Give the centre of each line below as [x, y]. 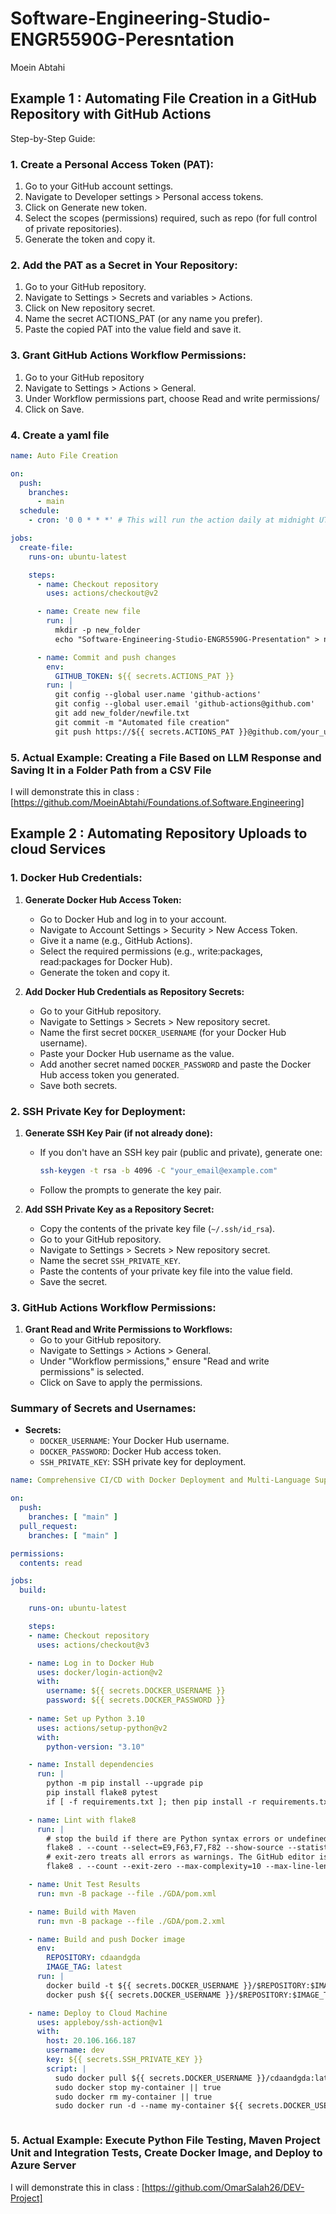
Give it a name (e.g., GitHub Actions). [116, 940]
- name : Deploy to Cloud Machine [98, 2013]
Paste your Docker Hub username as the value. [137, 1053]
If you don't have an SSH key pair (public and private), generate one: [181, 1152]
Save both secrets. [78, 1085]
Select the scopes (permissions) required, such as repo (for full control [171, 218]
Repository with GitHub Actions [111, 114]
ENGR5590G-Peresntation [122, 39]
